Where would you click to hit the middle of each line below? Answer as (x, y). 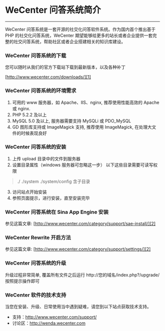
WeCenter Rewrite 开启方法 (38, 238)
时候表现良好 (34, 133)
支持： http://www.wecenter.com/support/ (55, 317)
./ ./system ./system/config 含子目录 (54, 181)
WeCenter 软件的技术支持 (36, 295)
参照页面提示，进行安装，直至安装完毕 (51, 198)
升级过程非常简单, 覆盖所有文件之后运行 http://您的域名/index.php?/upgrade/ (82, 275)
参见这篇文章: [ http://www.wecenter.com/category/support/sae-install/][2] (80, 224)
